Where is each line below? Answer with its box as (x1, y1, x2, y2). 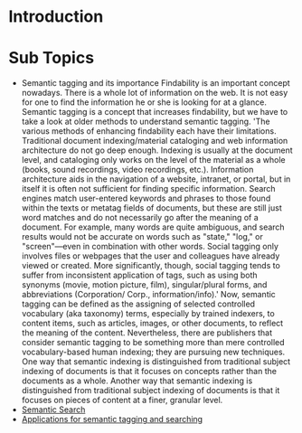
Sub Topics (8, 48, 95, 69)
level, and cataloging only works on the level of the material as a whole (21, 155, 286, 165)
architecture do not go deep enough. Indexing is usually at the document (21, 145, 293, 155)
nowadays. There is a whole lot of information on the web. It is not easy (21, 88, 288, 99)
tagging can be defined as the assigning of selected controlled (21, 298, 255, 309)
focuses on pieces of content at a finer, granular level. (21, 395, 223, 406)
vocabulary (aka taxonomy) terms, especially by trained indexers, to (21, 308, 275, 319)
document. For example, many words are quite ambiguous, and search (21, 221, 286, 232)
